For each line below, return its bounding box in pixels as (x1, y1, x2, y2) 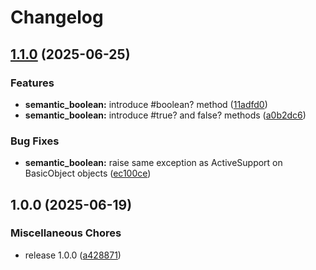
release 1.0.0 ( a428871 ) (24, 249, 122, 261)
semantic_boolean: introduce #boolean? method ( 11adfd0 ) (24, 98, 268, 110)
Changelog (10, 6, 104, 29)
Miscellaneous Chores (10, 226, 122, 240)
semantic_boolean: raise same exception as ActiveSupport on (24, 157, 283, 169)
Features (10, 76, 55, 90)
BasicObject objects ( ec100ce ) (24, 167, 152, 180)
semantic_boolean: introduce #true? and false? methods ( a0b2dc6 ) (24, 109, 307, 121)
